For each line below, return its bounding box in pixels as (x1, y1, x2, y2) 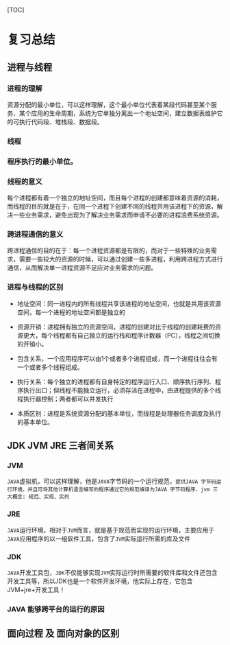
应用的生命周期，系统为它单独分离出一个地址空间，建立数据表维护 (30, 109, 217, 117)
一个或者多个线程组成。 (16, 363, 84, 371)
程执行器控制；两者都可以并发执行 (16, 395, 114, 403)
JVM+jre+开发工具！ (7, 585, 66, 594)
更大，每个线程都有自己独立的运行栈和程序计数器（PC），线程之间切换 (23, 331, 220, 339)
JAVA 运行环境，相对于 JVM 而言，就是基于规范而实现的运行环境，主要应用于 (7, 526, 215, 534)
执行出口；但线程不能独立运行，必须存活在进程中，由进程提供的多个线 (23, 386, 221, 394)
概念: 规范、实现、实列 (12, 493, 70, 500)
